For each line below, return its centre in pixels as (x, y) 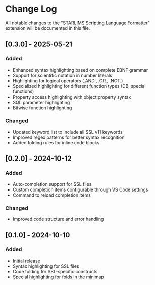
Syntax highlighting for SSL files (46, 266)
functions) (23, 91)
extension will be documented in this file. (48, 28)
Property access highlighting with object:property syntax (72, 97)
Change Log (31, 9)
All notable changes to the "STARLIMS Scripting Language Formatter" (78, 23)
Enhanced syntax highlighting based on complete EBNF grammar (80, 70)
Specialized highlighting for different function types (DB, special (79, 86)
